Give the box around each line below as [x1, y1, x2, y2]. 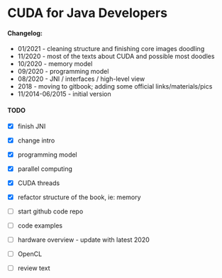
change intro [17, 136, 55, 145]
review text [17, 264, 51, 272]
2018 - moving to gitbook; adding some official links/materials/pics [17, 82, 213, 91]
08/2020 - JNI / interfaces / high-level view [17, 74, 145, 83]
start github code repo [17, 207, 84, 216]
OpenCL [17, 250, 43, 258]
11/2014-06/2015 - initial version [17, 90, 111, 99]
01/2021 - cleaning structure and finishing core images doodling [17, 45, 205, 53]
